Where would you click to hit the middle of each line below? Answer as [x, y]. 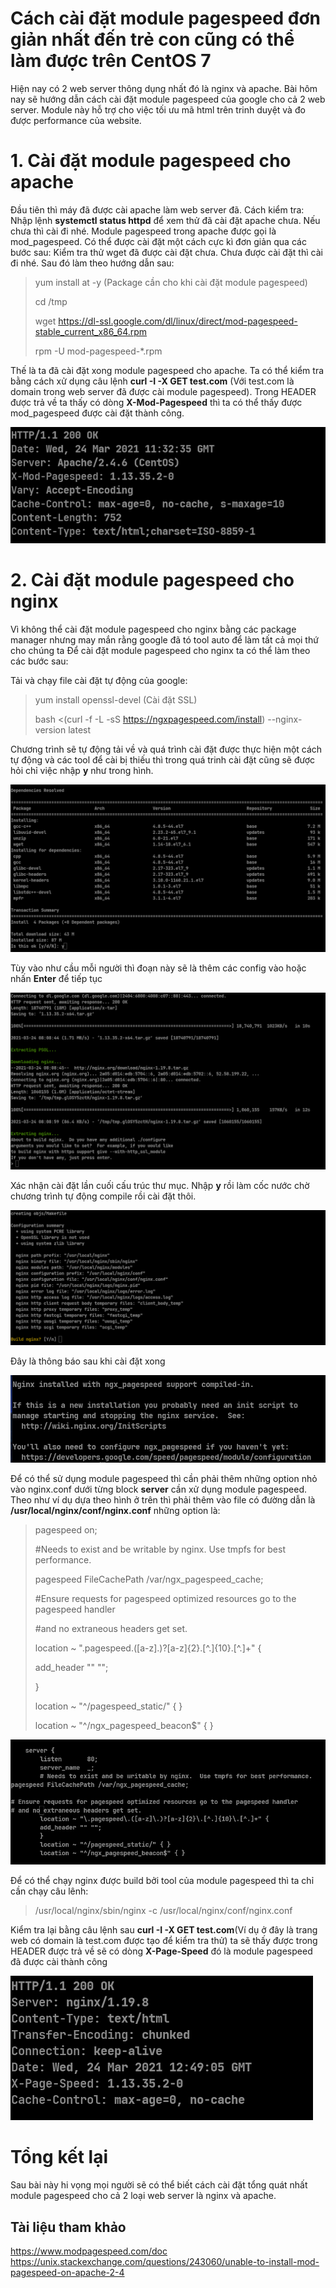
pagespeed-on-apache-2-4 [67, 2273]
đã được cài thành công [59, 1962]
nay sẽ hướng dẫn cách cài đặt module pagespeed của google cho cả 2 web [168, 99]
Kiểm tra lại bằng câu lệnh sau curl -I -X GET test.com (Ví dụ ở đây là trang [164, 1930]
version [50, 729]
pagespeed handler [75, 1609]
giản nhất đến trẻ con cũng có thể [152, 39]
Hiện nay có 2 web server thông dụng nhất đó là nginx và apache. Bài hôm [164, 88]
